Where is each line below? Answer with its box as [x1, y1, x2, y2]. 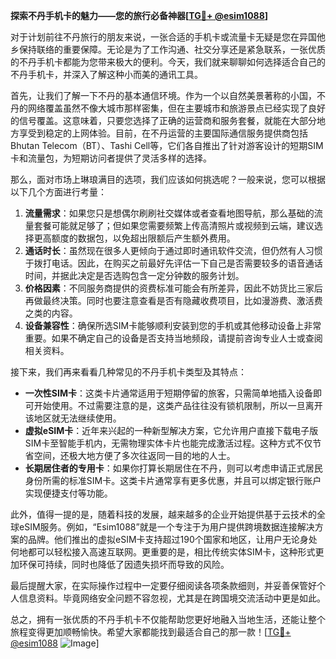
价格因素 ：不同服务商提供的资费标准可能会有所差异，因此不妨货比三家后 [24, 282, 323, 294]
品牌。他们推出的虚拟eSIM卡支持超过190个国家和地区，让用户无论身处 [27, 534, 318, 545]
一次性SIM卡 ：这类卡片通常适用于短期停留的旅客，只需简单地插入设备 [24, 387, 313, 399]
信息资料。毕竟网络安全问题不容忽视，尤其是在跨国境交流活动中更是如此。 [18, 592, 326, 604]
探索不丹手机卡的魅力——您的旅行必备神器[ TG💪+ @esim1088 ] [10, 10, 269, 21]
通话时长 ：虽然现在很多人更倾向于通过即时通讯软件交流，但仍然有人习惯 [24, 245, 323, 256]
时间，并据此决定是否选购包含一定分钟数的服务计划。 [24, 270, 245, 281]
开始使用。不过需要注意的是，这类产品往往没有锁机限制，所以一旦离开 [33, 400, 323, 411]
